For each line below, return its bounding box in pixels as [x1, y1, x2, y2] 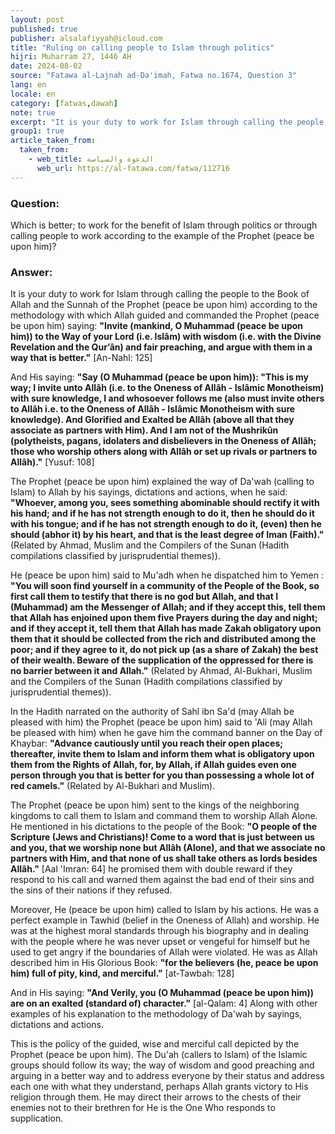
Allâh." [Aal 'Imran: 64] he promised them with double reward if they [10, 863, 293, 875]
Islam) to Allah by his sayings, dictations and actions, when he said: [10, 486, 288, 498]
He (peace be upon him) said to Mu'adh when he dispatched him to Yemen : [10, 569, 324, 581]
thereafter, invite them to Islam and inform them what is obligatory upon [10, 748, 315, 760]
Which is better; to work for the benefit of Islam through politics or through [10, 219, 318, 231]
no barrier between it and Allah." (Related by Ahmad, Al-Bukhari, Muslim [10, 665, 313, 677]
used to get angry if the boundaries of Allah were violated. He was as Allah [10, 946, 318, 958]
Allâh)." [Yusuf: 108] [10, 456, 95, 468]
